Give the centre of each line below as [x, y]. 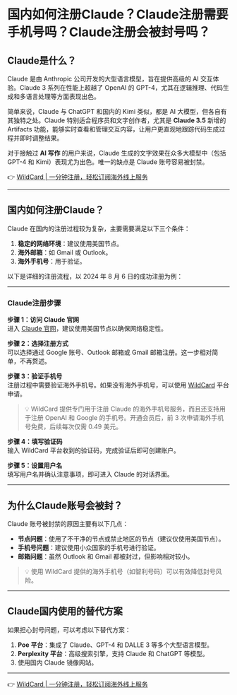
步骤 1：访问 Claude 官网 [43, 320]
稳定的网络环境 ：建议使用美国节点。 [70, 243]
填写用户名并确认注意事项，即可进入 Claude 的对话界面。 [91, 474]
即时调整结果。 [41, 138]
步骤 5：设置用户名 [35, 466]
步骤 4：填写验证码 [35, 442]
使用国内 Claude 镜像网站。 [57, 662]
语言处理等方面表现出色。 [63, 97]
